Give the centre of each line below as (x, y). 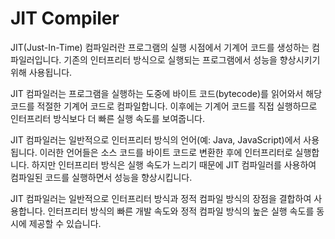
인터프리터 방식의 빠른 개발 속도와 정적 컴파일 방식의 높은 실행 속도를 (181, 211)
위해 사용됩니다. (41, 72)
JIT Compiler (65, 18)
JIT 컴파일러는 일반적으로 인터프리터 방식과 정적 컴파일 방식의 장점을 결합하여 (161, 198)
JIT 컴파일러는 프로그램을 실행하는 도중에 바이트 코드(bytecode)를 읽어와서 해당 (166, 93)
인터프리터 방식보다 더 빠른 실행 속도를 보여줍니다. (108, 118)
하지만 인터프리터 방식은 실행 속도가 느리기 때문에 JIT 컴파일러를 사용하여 (174, 164)
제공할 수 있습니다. (65, 223)
